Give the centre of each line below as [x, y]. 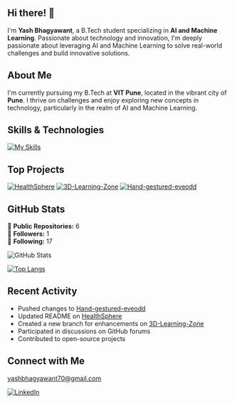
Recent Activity [42, 292]
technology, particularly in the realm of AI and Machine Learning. [102, 108]
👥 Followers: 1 [28, 234]
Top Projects [36, 169]
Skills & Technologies [56, 130]
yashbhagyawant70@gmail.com [54, 378]
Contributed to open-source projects [71, 338]
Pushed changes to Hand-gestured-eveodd [81, 308]
